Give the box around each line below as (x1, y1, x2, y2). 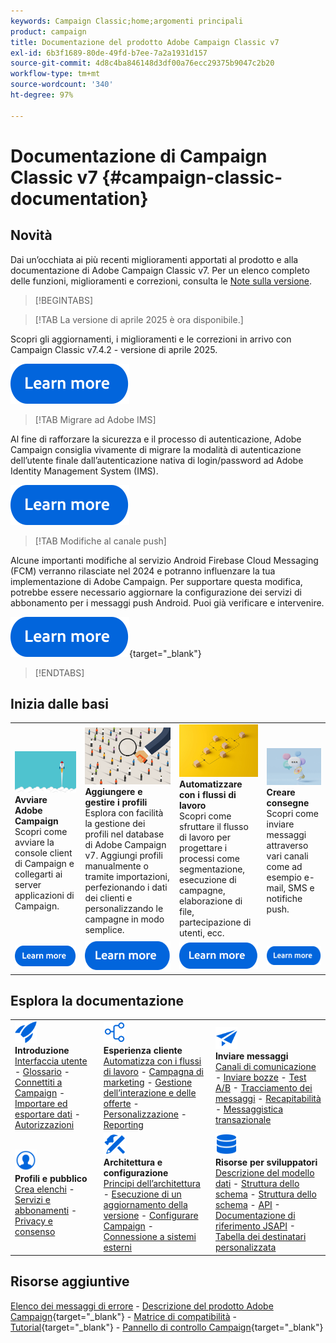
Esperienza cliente (103, 1045, 183, 1057)
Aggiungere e (84, 786, 143, 798)
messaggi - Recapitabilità (214, 1092, 322, 1104)
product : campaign (10, 26, 87, 37)
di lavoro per (179, 831, 232, 843)
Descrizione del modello (214, 1167, 315, 1179)
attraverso (266, 839, 309, 851)
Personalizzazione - (103, 1108, 187, 1120)
